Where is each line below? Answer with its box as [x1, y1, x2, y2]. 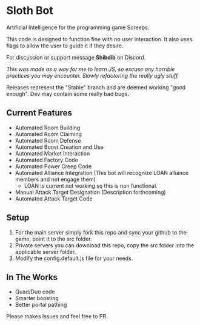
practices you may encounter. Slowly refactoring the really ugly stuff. [6, 72, 179, 79]
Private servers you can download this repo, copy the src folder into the [15, 241, 195, 249]
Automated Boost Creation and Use [15, 143, 104, 151]
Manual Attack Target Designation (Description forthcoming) [15, 188, 166, 196]
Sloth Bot [6, 4, 53, 18]
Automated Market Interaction [15, 149, 90, 157]
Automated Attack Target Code [15, 195, 93, 202]
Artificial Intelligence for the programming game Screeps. [6, 24, 150, 31]
